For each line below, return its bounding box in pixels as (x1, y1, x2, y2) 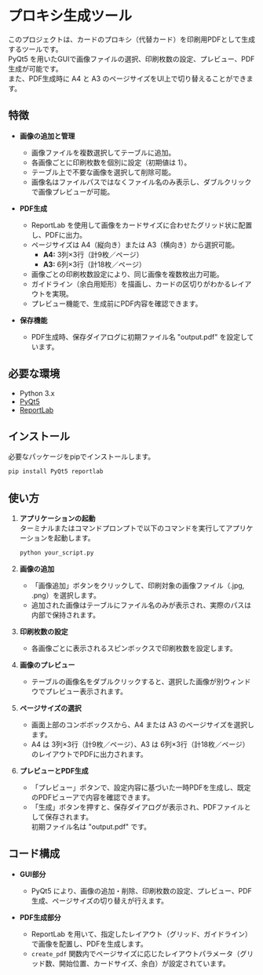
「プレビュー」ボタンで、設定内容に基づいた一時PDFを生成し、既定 (31, 782, 251, 792)
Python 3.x (19, 388, 55, 398)
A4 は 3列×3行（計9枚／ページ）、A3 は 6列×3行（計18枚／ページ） (31, 739, 250, 749)
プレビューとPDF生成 (19, 766, 89, 775)
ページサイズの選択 (19, 703, 82, 712)
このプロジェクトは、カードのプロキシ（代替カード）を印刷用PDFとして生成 (8, 35, 255, 44)
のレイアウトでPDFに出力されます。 (31, 749, 148, 759)
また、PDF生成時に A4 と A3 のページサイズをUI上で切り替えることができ (8, 74, 247, 83)
